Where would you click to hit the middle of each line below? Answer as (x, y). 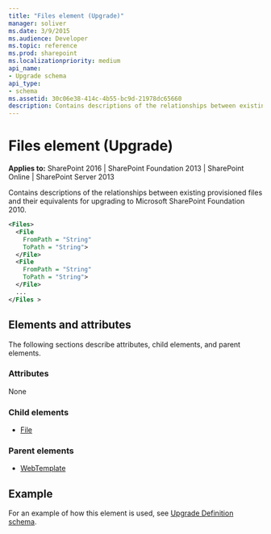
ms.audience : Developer (48, 38)
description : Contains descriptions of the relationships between (122, 106)
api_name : (25, 69)
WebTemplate (43, 469)
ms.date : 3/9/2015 (39, 31)
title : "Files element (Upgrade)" (67, 16)
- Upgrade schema (38, 76)
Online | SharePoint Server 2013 (61, 177)
